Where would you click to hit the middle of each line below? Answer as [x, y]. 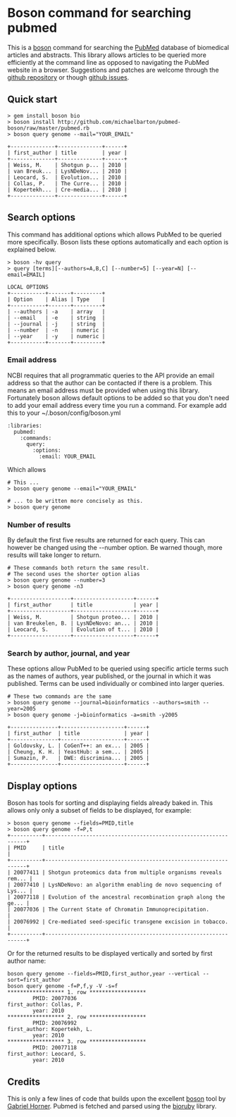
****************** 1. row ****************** [77, 992]
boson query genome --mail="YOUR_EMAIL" [74, 134]
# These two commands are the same [60, 697]
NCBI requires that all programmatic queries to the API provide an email [111, 375]
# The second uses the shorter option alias [74, 574]
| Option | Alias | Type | [56, 299]
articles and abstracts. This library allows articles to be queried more [107, 55]
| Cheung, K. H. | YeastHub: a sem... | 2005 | [79, 752]
